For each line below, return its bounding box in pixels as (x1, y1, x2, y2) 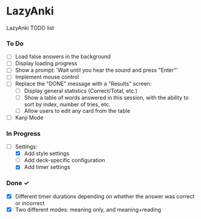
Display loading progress (15, 60, 77, 67)
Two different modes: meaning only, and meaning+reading (15, 206, 162, 213)
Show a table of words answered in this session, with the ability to (24, 94, 189, 101)
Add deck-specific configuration (24, 157, 105, 164)
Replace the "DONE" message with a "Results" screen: (15, 80, 152, 87)
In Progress (6, 129, 41, 138)
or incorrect (15, 199, 45, 206)
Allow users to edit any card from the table (24, 107, 131, 114)
